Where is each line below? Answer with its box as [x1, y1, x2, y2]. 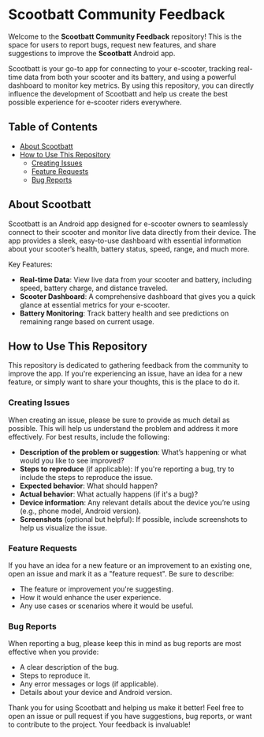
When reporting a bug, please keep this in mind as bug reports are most [8, 639, 242, 648]
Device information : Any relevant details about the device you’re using [19, 497, 251, 507]
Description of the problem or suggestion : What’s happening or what [19, 447, 247, 456]
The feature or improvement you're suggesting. [19, 584, 173, 594]
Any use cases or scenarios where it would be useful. [19, 601, 194, 610]
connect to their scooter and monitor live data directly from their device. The [8, 227, 257, 236]
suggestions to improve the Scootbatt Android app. [8, 48, 176, 58]
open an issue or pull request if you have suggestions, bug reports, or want [8, 712, 252, 721]
